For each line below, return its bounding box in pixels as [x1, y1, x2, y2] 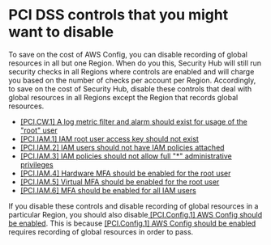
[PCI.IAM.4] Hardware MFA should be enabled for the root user [19, 168, 231, 178]
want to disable [8, 23, 114, 41]
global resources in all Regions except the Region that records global [8, 92, 239, 102]
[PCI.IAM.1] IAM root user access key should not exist [19, 133, 199, 143]
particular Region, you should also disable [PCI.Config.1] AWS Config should [8, 209, 262, 219]
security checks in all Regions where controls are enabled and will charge [8, 66, 255, 76]
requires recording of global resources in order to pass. [8, 226, 194, 236]
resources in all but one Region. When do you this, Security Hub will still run [8, 58, 262, 68]
